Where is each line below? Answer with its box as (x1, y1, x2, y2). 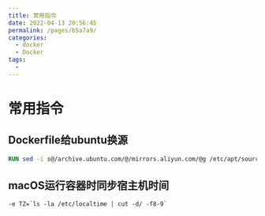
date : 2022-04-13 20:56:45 (8, 19, 97, 27)
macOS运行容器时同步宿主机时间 (8, 179, 170, 192)
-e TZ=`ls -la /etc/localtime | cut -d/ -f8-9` (8, 200, 168, 208)
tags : (8, 56, 26, 64)
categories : (8, 33, 47, 42)
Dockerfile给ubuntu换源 (8, 134, 129, 147)
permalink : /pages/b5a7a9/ (8, 26, 97, 34)
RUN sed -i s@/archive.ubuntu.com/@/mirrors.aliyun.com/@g (8, 155, 207, 163)
